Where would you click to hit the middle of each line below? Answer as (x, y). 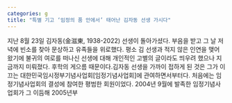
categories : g (28, 13)
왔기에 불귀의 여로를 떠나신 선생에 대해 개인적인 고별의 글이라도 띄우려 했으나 (111, 58)
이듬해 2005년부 (56, 92)
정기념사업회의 (27, 84)
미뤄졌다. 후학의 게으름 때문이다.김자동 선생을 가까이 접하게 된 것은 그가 (122, 66)
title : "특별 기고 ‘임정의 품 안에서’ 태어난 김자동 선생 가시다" (89, 20)
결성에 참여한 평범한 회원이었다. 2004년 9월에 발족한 (120, 84)
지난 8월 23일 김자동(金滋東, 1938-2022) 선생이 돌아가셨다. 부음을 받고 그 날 (112, 40)
